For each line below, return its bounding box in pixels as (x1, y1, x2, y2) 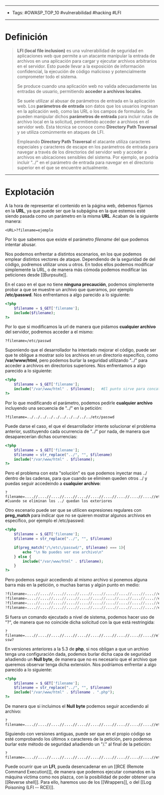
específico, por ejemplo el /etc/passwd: (5, 518, 85, 523)
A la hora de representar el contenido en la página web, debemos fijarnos (5, 202, 153, 208)
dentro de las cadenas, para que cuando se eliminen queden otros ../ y (5, 475, 147, 481)
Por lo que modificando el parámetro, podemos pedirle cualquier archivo (5, 400, 153, 406)
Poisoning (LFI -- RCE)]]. (5, 785, 55, 790)
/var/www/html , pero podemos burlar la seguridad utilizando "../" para (5, 357, 148, 363)
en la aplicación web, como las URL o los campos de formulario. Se (17, 108, 153, 114)
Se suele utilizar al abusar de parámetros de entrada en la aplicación (17, 98, 155, 103)
